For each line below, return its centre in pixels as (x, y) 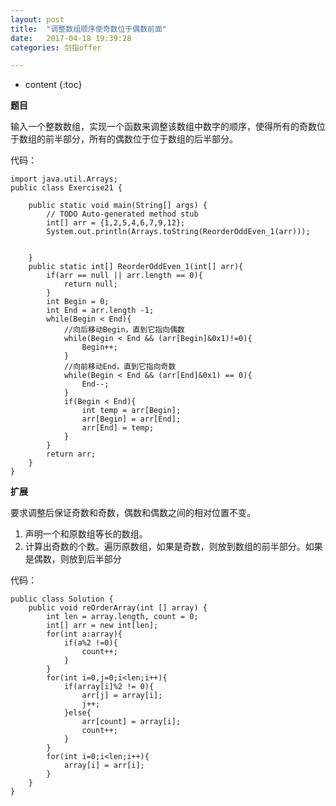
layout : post (37, 19)
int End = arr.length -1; (100, 311)
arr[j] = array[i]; (122, 696)
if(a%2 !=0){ (90, 643)
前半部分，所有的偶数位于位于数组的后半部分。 (141, 139)
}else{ (77, 713)
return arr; (71, 454)
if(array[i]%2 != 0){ (109, 687)
